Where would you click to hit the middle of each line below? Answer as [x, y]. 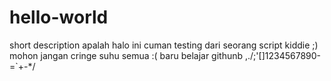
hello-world [59, 17]
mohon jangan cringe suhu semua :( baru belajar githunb [126, 55]
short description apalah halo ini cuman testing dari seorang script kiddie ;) [164, 45]
